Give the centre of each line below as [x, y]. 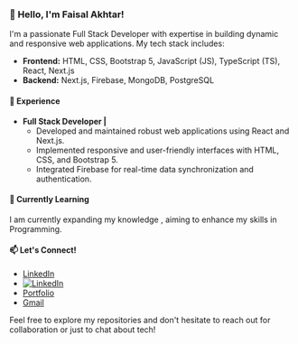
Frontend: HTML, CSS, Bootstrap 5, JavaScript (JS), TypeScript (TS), [151, 61]
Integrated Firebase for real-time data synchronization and [145, 169]
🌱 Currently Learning [50, 200]
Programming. [36, 228]
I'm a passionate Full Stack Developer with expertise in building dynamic [144, 34]
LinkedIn [38, 274]
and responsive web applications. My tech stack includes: [117, 43]
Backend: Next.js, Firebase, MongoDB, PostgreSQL [118, 80]
